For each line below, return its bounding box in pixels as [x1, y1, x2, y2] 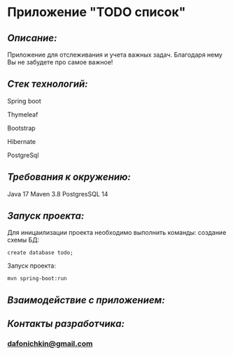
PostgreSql [7, 151, 39, 159]
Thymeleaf [7, 110, 38, 119]
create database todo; [7, 249, 73, 256]
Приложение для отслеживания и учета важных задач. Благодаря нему [7, 50, 223, 59]
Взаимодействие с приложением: [7, 294, 166, 306]
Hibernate [7, 137, 36, 145]
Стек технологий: [7, 78, 89, 90]
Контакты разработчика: [7, 318, 125, 330]
